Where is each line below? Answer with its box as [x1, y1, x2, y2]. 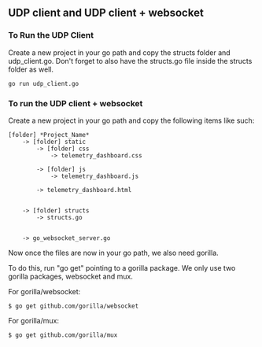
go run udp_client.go [8, 79, 79, 87]
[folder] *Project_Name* [8, 131, 90, 138]
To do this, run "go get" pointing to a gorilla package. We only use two [8, 263, 236, 272]
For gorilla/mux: [8, 316, 59, 325]
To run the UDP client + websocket [8, 98, 143, 109]
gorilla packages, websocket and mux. [8, 271, 134, 281]
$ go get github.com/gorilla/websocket [8, 302, 139, 310]
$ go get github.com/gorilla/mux [8, 330, 118, 339]
